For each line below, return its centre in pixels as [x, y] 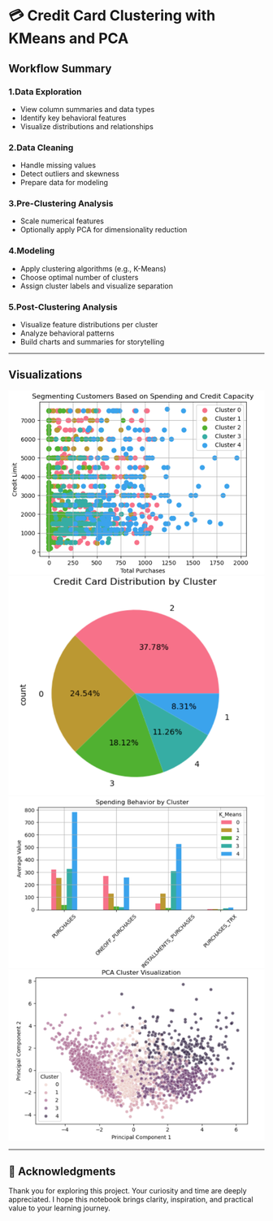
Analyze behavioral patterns [67, 333]
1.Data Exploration [45, 92]
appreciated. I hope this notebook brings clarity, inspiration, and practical [131, 1199]
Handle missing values [58, 165]
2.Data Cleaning [41, 147]
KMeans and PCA [69, 39]
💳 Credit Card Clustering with [112, 16]
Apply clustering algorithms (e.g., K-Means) [93, 268]
